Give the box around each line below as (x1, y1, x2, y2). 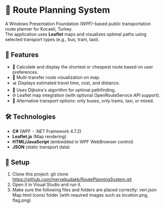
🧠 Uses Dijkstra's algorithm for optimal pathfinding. (12, 87, 116, 93)
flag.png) (12, 197, 31, 204)
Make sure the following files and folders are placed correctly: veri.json (12, 187, 157, 193)
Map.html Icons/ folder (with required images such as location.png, (12, 192, 149, 198)
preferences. (12, 69, 38, 75)
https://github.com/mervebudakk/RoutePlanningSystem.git (12, 176, 132, 182)
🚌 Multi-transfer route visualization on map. (12, 74, 100, 80)
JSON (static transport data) (12, 144, 70, 150)
